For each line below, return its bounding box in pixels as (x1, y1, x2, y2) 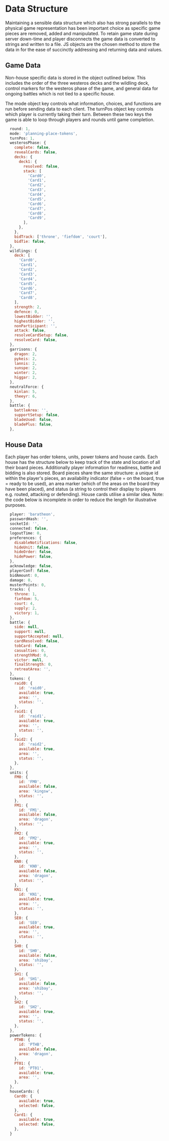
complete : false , (14, 145, 51, 150)
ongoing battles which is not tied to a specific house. (5, 90, 115, 96)
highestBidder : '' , (14, 318, 55, 323)
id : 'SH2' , (18, 1005, 42, 1010)
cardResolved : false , (14, 639, 60, 644)
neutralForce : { (10, 384, 44, 389)
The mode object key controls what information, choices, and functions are (5, 100, 161, 106)
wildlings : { (10, 248, 37, 253)
